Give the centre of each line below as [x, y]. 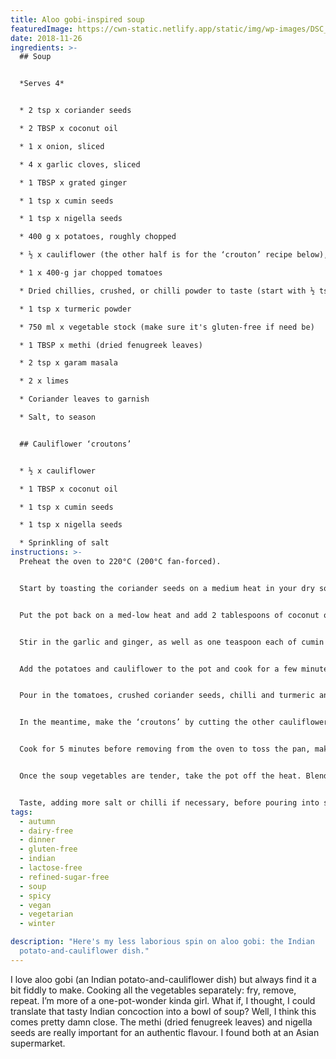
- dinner [37, 840]
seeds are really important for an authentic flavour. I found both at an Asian [165, 1032]
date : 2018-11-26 [46, 38]
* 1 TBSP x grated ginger [73, 182]
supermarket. [38, 1043]
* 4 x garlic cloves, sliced [80, 164]
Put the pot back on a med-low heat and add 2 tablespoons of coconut [169, 615]
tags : [21, 812]
